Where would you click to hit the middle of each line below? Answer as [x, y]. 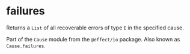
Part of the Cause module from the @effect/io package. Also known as [93, 39]
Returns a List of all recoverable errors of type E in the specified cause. [95, 28]
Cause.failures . [26, 46]
